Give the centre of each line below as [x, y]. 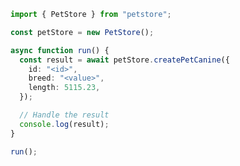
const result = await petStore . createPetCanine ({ [124, 60]
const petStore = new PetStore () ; [82, 32]
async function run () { [60, 50]
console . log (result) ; [64, 124]
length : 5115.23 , [64, 88]
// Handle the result [64, 115]
